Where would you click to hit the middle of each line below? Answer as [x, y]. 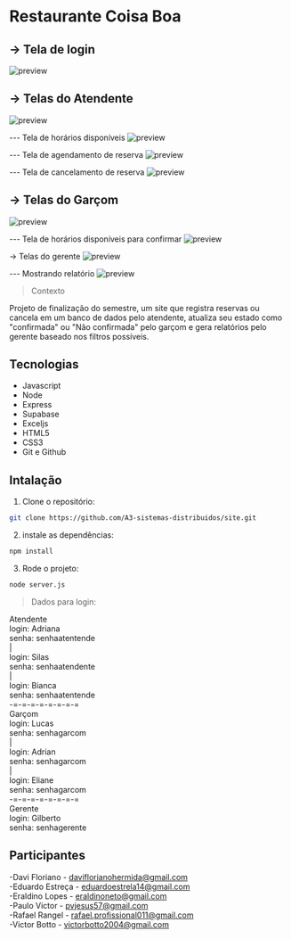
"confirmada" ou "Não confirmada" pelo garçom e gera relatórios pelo [138, 326]
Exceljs [35, 424]
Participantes [48, 856]
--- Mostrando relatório [52, 273]
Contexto [48, 291]
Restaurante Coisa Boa [95, 16]
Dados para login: [63, 601]
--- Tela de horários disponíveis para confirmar [96, 239]
